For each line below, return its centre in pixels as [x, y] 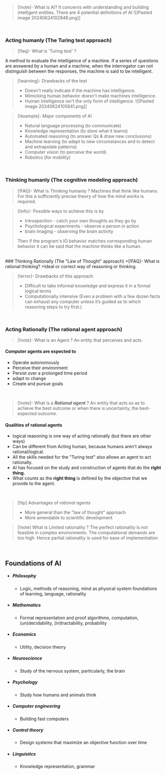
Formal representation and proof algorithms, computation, [79, 618]
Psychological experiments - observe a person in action [82, 226]
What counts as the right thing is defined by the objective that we [80, 478]
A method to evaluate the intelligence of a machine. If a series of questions [82, 61]
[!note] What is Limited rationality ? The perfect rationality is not [83, 527]
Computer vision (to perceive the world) [66, 152]
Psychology [25, 682]
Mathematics [27, 605]
